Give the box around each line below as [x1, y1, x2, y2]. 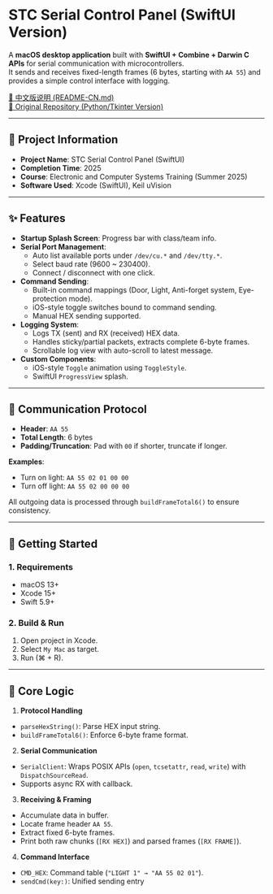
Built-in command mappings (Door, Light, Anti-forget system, [32, 284, 237, 294]
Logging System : [19, 319, 80, 329]
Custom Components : [19, 354, 97, 363]
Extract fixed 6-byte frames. [19, 827, 115, 838]
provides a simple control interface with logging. [8, 76, 171, 85]
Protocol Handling [19, 705, 83, 716]
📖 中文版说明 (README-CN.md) [8, 92, 115, 102]
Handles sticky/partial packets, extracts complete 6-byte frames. [32, 336, 250, 346]
